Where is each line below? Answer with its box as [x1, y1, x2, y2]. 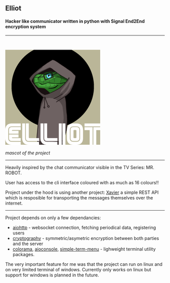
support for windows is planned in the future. [5, 272, 100, 278]
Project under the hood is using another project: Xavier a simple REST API [5, 189, 159, 195]
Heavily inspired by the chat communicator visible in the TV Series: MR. [5, 164, 154, 170]
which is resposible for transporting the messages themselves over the [5, 194, 153, 200]
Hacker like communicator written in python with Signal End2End [5, 18, 145, 24]
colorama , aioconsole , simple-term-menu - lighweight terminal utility [12, 246, 156, 252]
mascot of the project [5, 149, 51, 156]
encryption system [5, 23, 47, 29]
